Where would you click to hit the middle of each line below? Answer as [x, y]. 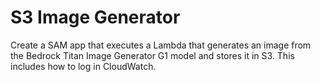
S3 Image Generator [95, 17]
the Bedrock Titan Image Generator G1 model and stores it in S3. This [152, 55]
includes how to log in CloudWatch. [83, 66]
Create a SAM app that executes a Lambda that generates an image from [161, 45]
